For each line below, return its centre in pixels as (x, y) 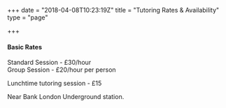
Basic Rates (25, 47)
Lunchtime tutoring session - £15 (55, 84)
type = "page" (28, 17)
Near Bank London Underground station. (66, 97)
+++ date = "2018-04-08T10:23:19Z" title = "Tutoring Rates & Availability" (113, 10)
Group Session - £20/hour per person (62, 70)
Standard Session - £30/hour (49, 63)
